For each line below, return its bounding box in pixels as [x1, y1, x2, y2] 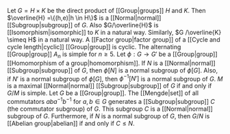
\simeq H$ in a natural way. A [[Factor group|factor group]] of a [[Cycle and [7, 36, 220, 44]
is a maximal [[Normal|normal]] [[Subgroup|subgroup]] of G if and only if [7, 82, 212, 90]
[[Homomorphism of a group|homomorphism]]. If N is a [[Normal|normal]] [7, 59, 216, 67]
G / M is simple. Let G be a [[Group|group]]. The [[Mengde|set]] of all [7, 89, 199, 97]
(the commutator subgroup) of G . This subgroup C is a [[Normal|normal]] [7, 105, 214, 113]
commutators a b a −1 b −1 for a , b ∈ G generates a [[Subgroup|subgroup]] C [7, 96, 216, 106]
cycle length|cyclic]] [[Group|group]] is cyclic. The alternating [7, 43, 181, 51]
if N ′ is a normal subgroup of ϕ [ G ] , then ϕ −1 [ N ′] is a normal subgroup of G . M [7, 73, 223, 83]
